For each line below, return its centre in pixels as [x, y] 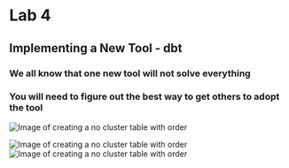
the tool [26, 108]
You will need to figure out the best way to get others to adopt [144, 96]
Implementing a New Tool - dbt [96, 48]
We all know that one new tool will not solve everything [130, 73]
